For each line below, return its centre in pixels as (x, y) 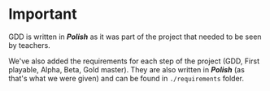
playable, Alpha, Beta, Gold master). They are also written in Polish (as (127, 69)
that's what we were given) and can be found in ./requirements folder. (126, 78)
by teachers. (29, 45)
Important (43, 14)
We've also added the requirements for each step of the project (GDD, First (134, 61)
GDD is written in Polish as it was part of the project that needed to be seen (135, 37)
